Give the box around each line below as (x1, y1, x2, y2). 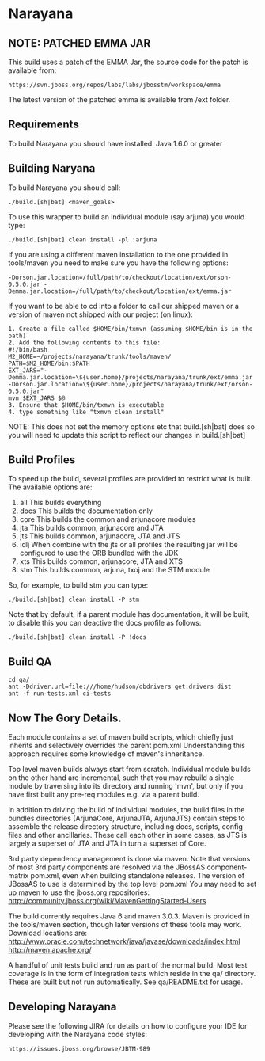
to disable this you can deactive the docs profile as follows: (8, 618, 202, 628)
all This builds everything (19, 498, 102, 508)
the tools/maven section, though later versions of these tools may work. (8, 920, 242, 930)
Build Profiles (8, 453, 76, 467)
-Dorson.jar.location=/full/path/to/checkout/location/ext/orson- (8, 273, 232, 281)
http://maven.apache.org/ (8, 945, 93, 955)
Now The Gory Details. (8, 711, 122, 724)
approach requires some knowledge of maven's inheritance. (8, 749, 204, 759)
